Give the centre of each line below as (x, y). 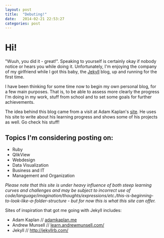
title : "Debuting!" (26, 14)
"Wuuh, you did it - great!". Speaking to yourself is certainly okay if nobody (81, 61)
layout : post (18, 10)
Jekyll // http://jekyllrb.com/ (40, 230)
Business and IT (28, 170)
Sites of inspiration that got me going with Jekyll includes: (63, 210)
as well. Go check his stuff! (32, 122)
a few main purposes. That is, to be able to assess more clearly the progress (82, 92)
